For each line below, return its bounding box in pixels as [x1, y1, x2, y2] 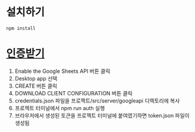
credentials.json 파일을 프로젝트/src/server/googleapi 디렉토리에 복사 [14, 97, 180, 104]
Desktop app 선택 [14, 75, 58, 82]
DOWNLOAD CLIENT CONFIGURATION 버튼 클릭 [14, 89, 133, 96]
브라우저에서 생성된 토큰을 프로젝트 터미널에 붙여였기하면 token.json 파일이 [14, 112, 190, 119]
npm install [6, 25, 36, 31]
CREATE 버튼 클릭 [14, 82, 58, 89]
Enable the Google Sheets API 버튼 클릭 [14, 67, 111, 75]
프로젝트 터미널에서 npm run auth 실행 [14, 104, 105, 111]
